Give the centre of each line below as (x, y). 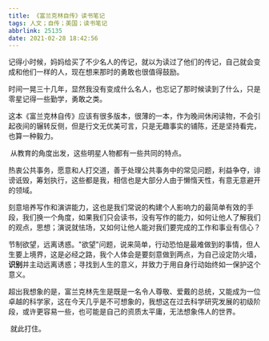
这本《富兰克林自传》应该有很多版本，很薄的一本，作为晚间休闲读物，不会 (131, 116)
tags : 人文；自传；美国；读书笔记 (58, 23)
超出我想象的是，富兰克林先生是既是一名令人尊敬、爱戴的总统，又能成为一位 (134, 292)
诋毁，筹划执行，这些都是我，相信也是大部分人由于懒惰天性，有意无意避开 (138, 181)
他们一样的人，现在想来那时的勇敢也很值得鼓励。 (103, 72)
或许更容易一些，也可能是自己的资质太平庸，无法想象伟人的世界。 (131, 312)
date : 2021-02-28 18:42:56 (53, 38)
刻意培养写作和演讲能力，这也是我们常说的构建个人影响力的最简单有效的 (127, 207)
